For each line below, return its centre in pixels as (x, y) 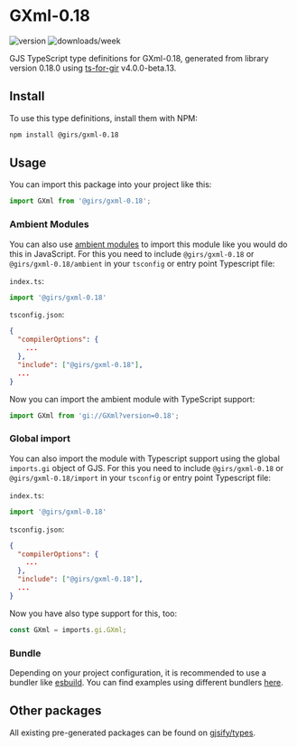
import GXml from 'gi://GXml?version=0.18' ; (94, 416)
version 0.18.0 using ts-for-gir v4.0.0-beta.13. (93, 68)
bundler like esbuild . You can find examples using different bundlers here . (147, 682)
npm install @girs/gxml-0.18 (64, 135)
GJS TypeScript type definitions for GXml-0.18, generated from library (139, 58)
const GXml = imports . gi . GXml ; (68, 629)
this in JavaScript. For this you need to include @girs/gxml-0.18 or (132, 253)
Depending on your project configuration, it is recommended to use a (138, 672)
